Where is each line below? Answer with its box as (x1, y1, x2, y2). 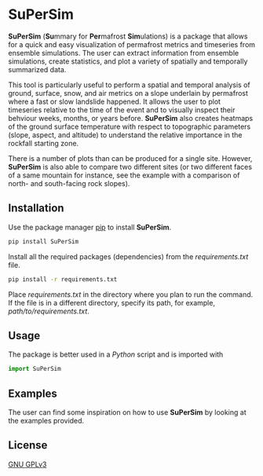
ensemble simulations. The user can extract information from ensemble (8, 48, 239, 57)
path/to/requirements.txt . (8, 306, 90, 316)
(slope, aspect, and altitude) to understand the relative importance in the (8, 130, 243, 139)
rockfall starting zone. (8, 138, 79, 148)
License (8, 438, 48, 452)
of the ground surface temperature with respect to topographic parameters (8, 122, 251, 131)
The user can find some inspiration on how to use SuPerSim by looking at (8, 408, 247, 417)
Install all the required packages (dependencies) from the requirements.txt (8, 251, 249, 261)
